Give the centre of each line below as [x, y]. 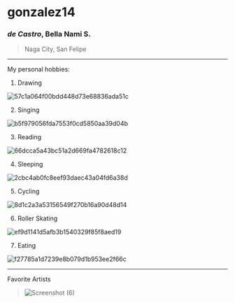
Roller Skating [37, 218]
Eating [27, 246]
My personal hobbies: [38, 69]
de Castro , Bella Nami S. [49, 34]
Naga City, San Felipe [55, 49]
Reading [29, 137]
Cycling [28, 191]
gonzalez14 [41, 12]
